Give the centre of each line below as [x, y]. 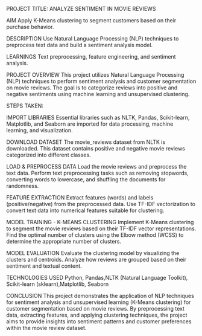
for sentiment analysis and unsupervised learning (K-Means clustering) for [99, 302]
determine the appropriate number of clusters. [64, 241]
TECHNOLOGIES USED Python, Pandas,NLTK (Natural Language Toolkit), [97, 278]
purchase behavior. [30, 27]
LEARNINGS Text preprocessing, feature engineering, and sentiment [91, 57]
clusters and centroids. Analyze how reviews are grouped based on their [96, 260]
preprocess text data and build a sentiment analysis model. [80, 45]
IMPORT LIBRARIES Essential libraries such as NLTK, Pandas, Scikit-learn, [98, 118]
